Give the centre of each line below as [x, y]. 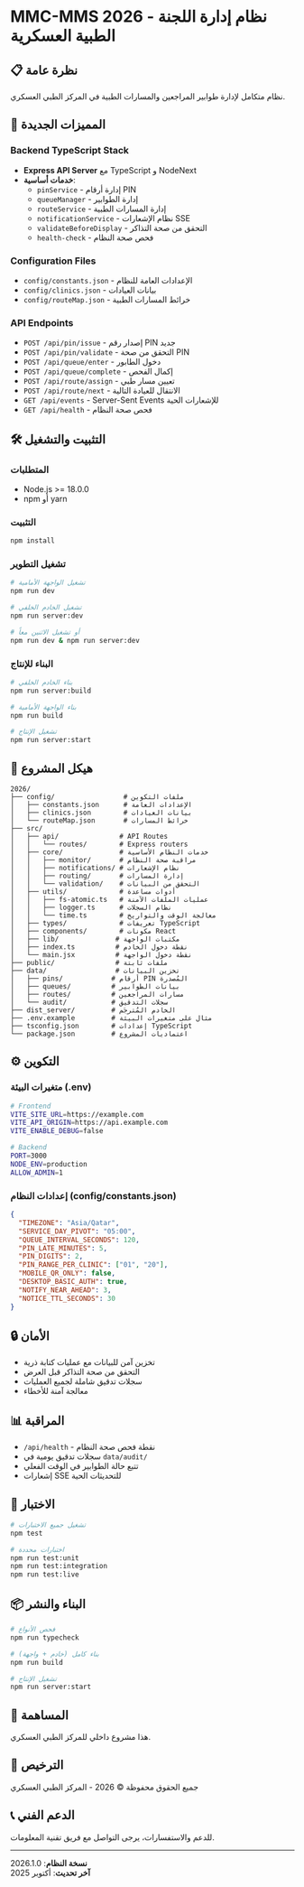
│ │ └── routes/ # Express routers [99, 845]
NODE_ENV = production [49, 1164]
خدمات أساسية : [49, 180]
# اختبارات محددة [37, 1549]
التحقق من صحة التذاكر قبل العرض [82, 1372]
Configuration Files [53, 261]
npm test [27, 1533]
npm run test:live [45, 1575]
